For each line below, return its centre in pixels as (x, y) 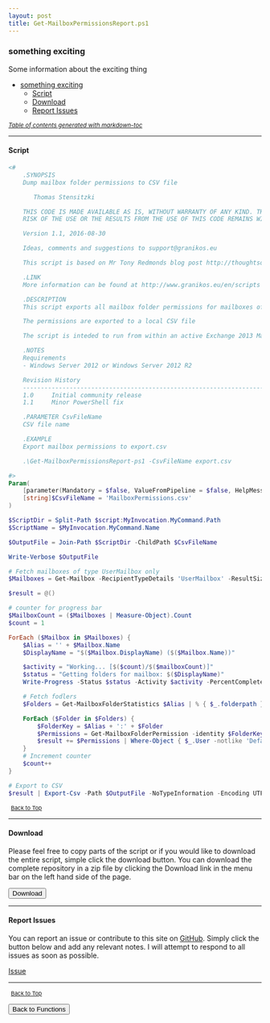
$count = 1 (27, 623)
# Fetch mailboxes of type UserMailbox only (84, 572)
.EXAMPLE (37, 439)
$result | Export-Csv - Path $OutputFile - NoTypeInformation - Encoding (129, 793)
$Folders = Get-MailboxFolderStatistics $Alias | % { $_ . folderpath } (143, 704)
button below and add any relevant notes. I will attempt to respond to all (127, 946)
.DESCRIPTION (45, 299)
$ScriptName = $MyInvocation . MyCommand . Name (84, 528)
